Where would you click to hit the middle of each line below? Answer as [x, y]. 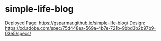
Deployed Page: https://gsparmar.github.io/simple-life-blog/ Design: [75, 23]
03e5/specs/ [18, 33]
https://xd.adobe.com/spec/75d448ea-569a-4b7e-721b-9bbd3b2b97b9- [80, 28]
